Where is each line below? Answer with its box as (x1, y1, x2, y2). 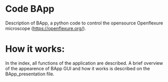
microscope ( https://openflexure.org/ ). (5, 25, 87, 31)
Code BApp (5, 3, 54, 15)
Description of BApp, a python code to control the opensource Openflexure (5, 20, 163, 26)
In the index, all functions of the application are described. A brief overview (5, 60, 163, 66)
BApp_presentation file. (5, 71, 54, 77)
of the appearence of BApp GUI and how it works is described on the (5, 65, 150, 71)
